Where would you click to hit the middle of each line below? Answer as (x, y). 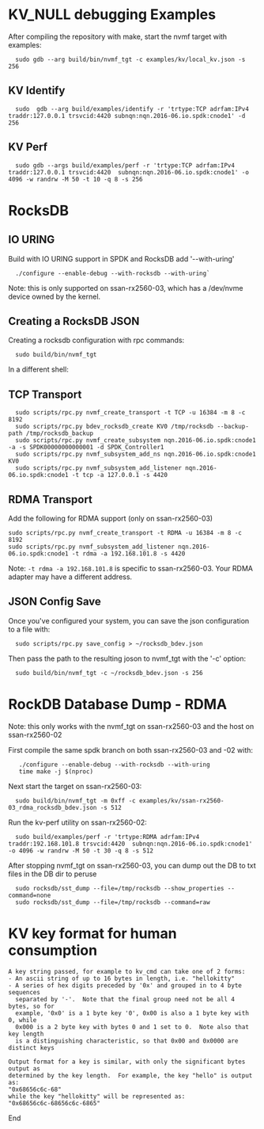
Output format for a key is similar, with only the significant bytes (127, 1062)
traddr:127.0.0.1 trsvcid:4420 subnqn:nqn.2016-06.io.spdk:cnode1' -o (128, 172)
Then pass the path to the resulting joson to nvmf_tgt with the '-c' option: (127, 658)
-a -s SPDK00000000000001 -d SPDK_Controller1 (86, 448)
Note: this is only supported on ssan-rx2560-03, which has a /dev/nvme (126, 288)
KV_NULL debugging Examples (112, 15)
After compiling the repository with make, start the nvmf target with (118, 36)
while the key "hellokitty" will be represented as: (97, 1096)
